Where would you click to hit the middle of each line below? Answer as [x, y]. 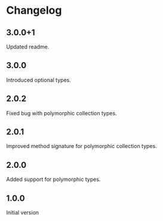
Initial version [23, 213]
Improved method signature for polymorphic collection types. [81, 146]
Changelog [34, 10]
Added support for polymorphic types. [53, 179]
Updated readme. [28, 47]
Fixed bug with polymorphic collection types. [62, 113]
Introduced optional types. [39, 80]
